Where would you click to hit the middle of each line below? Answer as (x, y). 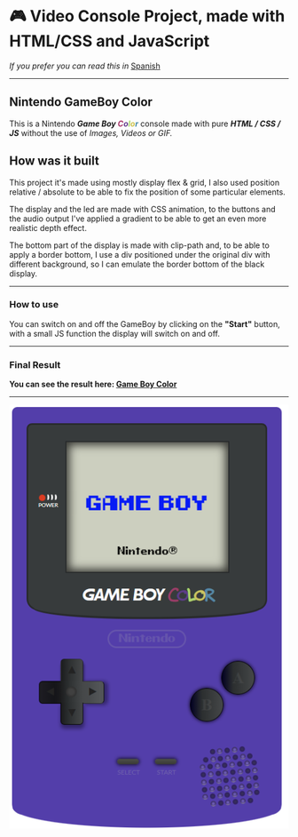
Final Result (35, 364)
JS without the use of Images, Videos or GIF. (91, 132)
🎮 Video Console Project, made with (147, 16)
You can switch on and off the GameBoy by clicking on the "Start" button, (145, 323)
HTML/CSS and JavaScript (110, 41)
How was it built (54, 161)
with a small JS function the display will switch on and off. (114, 333)
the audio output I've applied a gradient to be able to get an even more (138, 219)
